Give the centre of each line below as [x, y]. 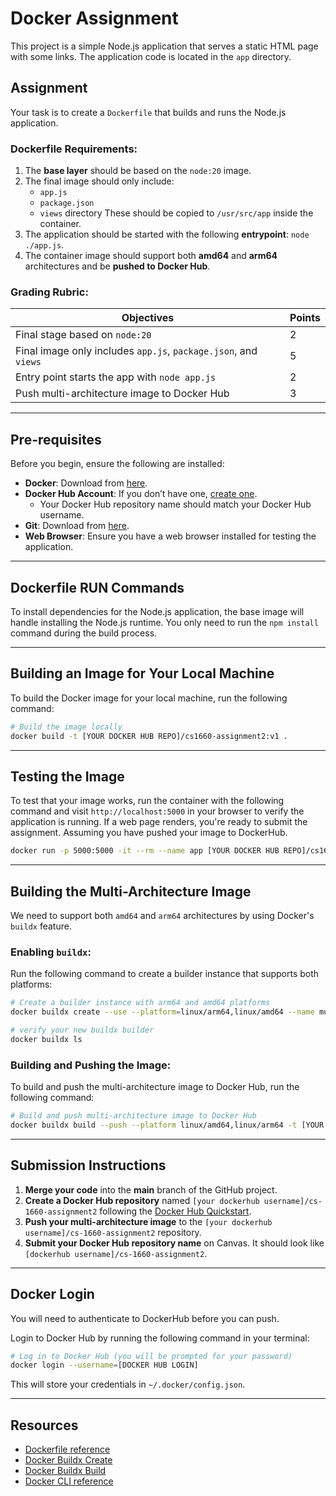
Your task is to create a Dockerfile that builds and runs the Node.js [148, 112]
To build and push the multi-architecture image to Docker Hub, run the [155, 1087]
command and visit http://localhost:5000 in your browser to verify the [157, 811]
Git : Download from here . [77, 526]
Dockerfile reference [67, 1449]
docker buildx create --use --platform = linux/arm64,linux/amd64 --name [162, 1012]
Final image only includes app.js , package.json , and [136, 351]
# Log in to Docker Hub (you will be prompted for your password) [151, 1356]
